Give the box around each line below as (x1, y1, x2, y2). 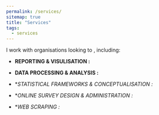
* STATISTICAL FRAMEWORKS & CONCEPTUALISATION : (14, 80, 153, 88)
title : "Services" (6, 19, 51, 25)
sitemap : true (6, 14, 41, 20)
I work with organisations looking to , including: (6, 46, 121, 53)
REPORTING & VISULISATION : (14, 58, 90, 65)
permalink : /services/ (6, 8, 62, 15)
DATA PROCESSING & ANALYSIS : (14, 69, 99, 76)
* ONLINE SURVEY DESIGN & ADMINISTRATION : (14, 92, 134, 99)
